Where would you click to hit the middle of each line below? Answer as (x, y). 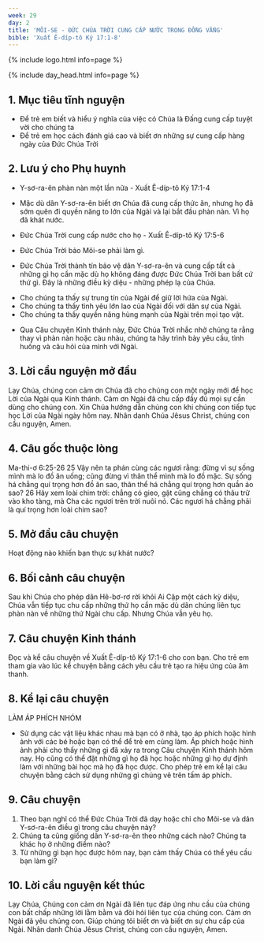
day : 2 (19, 23)
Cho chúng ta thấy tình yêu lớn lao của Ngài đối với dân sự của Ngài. (130, 306)
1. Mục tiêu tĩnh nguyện (67, 100)
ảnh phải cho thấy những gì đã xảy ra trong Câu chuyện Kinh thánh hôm (136, 750)
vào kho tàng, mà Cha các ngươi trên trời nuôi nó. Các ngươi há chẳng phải (130, 501)
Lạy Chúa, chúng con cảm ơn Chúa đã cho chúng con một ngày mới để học (131, 390)
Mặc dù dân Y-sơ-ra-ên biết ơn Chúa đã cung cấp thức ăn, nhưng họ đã (136, 203)
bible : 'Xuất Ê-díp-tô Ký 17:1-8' (65, 37)
